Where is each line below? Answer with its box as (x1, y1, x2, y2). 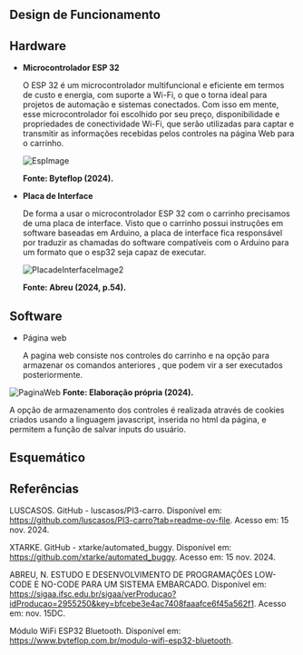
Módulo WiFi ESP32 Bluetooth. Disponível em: (9, 626, 181, 637)
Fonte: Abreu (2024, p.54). (22, 282, 127, 293)
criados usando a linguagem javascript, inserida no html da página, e (9, 414, 267, 425)
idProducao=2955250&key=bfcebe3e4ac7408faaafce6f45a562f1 (9, 599, 254, 610)
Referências (9, 481, 80, 496)
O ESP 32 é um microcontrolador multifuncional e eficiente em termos (22, 80, 285, 91)
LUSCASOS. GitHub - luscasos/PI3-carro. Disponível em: (9, 505, 222, 516)
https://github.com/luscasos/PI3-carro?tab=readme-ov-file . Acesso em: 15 (9, 515, 289, 526)
